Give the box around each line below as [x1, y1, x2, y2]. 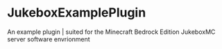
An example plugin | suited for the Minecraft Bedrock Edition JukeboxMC [7, 28, 216, 36]
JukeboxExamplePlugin [7, 5, 146, 21]
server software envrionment [7, 35, 90, 43]
